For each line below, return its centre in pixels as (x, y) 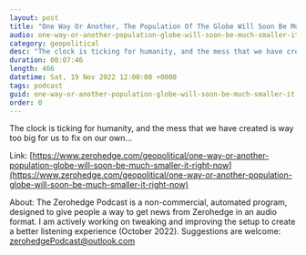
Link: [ (21, 156)
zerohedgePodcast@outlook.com (72, 241)
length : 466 (32, 69)
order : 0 (26, 102)
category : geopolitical (55, 43)
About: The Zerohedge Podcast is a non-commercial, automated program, (148, 202)
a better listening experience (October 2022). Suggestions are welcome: (145, 231)
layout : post (34, 18)
